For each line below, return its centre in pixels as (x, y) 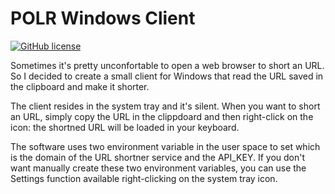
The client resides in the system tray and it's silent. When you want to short (165, 106)
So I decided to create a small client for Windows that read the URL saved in (167, 76)
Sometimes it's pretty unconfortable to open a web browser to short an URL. (167, 65)
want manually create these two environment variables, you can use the (158, 168)
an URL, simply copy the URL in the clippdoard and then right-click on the (162, 116)
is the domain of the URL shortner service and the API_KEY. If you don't (158, 157)
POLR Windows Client (103, 18)
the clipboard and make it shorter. (80, 86)
